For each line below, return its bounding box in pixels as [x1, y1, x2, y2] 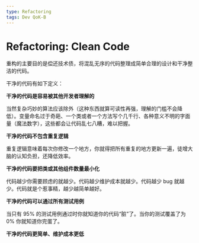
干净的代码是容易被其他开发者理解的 [6, 92, 95, 100]
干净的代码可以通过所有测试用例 [6, 198, 84, 205]
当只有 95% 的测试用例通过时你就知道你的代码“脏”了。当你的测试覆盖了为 [6, 210, 186, 218]
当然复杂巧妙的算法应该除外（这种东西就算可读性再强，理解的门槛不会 [6, 105, 178, 113]
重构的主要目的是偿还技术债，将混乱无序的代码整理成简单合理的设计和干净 [6, 60, 188, 67]
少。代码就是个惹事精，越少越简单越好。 [6, 185, 105, 193]
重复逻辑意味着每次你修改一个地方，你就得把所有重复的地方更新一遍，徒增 [6, 145, 188, 152]
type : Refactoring [6, 8, 52, 15]
